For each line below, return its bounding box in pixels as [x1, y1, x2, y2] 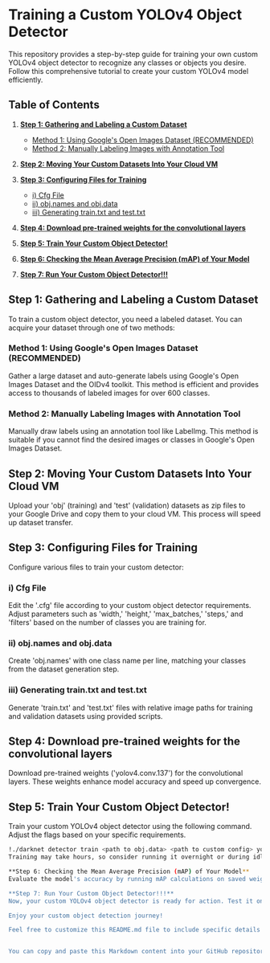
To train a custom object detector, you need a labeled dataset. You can [8, 314, 243, 324]
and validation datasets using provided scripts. [8, 711, 163, 720]
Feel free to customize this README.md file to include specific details [8, 926, 261, 934]
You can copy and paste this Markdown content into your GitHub [8, 948, 228, 956]
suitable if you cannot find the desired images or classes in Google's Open [8, 435, 256, 445]
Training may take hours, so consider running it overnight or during [8, 853, 250, 861]
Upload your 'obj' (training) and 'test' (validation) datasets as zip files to [8, 500, 246, 510]
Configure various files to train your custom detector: [8, 562, 185, 572]
